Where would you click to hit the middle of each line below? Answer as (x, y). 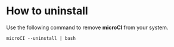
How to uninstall (47, 11)
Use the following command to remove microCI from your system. (87, 27)
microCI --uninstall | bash (41, 38)
